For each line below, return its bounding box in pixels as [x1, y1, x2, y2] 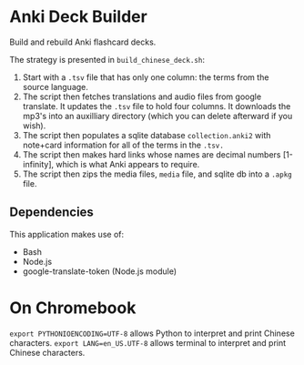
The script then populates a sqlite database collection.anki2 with [22, 129, 271, 140]
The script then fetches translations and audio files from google [22, 91, 262, 102]
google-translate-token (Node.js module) [22, 266, 177, 277]
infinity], [22, 158, 55, 169]
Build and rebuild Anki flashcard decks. [9, 36, 157, 47]
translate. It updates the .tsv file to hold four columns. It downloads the [22, 100, 291, 111]
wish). [22, 120, 46, 131]
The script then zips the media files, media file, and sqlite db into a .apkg [22, 168, 293, 179]
